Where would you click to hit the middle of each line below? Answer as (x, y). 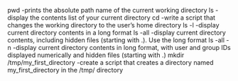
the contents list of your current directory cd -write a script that (122, 18)
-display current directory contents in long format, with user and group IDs (122, 48)
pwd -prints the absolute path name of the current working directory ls (111, 10)
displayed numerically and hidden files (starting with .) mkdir (96, 55)
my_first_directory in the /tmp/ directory (65, 70)
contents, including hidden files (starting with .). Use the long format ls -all (116, 40)
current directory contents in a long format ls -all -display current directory (117, 32)
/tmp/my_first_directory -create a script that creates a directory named (111, 62)
